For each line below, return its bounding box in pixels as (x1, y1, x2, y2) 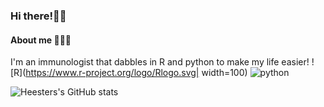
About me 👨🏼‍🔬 (10, 34, 72, 46)
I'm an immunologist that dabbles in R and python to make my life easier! (10, 56, 310, 68)
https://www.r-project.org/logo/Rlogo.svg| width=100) (25, 67, 248, 79)
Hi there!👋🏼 (10, 9, 67, 23)
